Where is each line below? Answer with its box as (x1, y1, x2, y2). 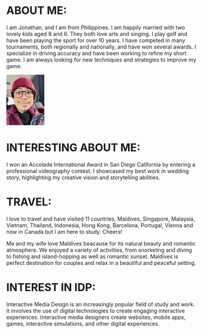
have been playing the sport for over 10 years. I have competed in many (6, 36, 186, 44)
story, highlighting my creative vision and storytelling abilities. (6, 174, 161, 181)
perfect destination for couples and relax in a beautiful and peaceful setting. (6, 259, 197, 267)
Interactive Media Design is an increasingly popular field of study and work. (6, 301, 195, 308)
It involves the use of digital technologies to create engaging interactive (6, 307, 185, 315)
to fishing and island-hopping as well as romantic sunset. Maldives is (6, 253, 179, 260)
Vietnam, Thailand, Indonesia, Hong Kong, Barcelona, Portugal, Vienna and (6, 222, 194, 229)
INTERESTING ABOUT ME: (6, 141, 141, 155)
